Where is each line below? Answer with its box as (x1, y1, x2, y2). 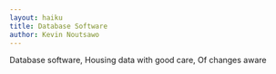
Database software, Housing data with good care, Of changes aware (9, 55, 267, 66)
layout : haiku (9, 13, 64, 23)
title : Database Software (9, 22, 107, 31)
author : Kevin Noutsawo (9, 30, 100, 39)
